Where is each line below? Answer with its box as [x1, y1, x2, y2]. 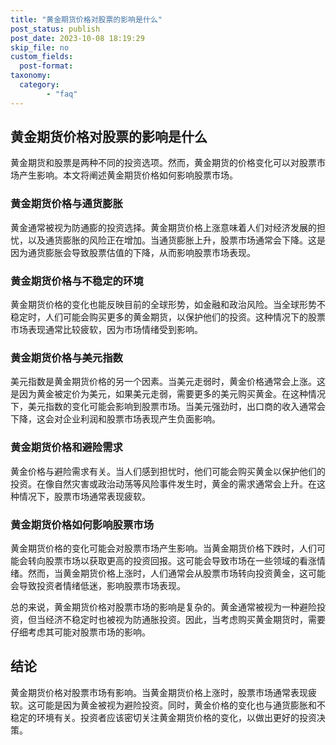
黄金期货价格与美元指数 [10, 351, 123, 365]
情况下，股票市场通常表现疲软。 [18, 490, 151, 502]
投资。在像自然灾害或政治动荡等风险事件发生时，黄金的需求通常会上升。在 [10, 477, 317, 490]
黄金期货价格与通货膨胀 [10, 197, 123, 211]
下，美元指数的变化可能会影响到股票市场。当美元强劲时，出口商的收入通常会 [10, 401, 326, 413]
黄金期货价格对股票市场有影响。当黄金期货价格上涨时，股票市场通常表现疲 [10, 686, 317, 698]
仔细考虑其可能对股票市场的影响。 [10, 626, 151, 638]
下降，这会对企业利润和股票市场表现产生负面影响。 [10, 413, 221, 425]
